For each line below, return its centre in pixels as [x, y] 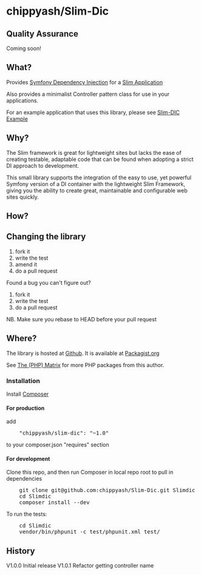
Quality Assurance [43, 34]
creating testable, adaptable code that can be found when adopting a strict [100, 159]
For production [26, 408]
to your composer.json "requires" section [58, 445]
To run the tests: [27, 514]
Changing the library [46, 237]
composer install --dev [54, 502]
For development [28, 459]
